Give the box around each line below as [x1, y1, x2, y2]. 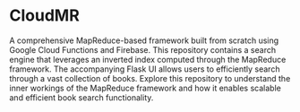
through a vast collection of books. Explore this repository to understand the [9, 73, 291, 83]
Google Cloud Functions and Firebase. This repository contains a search [9, 44, 276, 55]
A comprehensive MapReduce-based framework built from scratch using [9, 35, 279, 46]
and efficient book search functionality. [9, 91, 154, 103]
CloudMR [9, 5, 81, 26]
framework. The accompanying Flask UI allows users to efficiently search [9, 64, 280, 74]
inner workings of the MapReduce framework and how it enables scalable [9, 82, 282, 93]
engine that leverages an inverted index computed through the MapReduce [9, 54, 287, 65]
